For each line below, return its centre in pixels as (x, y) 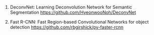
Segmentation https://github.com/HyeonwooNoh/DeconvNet (73, 12)
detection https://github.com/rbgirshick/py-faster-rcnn (67, 27)
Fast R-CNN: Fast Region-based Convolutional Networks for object (79, 22)
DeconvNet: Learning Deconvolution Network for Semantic (71, 7)
